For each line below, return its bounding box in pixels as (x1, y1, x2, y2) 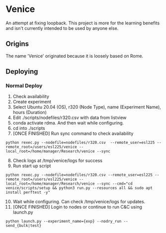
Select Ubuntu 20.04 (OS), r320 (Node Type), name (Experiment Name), (12, 104, 161, 110)
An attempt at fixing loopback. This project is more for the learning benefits (5, 20, 160, 26)
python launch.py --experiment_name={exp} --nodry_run (5, 219, 122, 224)
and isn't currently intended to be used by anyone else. (5, 25, 119, 31)
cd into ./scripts (12, 125, 45, 131)
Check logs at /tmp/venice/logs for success (12, 158, 102, 164)
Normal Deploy (5, 82, 43, 89)
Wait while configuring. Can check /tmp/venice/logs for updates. (12, 199, 146, 205)
